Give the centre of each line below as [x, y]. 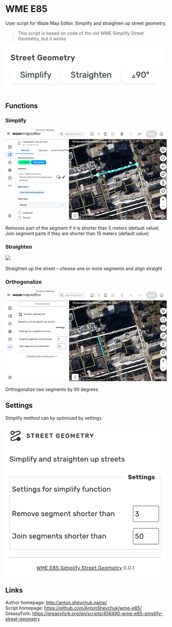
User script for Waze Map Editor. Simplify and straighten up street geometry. [86, 23]
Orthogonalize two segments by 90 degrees [52, 389]
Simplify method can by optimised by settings [53, 418]
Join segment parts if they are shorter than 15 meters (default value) [77, 233]
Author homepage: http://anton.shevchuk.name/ [56, 603]
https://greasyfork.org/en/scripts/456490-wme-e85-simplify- [98, 614]
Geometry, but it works [42, 39]
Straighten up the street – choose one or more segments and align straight [84, 268]
